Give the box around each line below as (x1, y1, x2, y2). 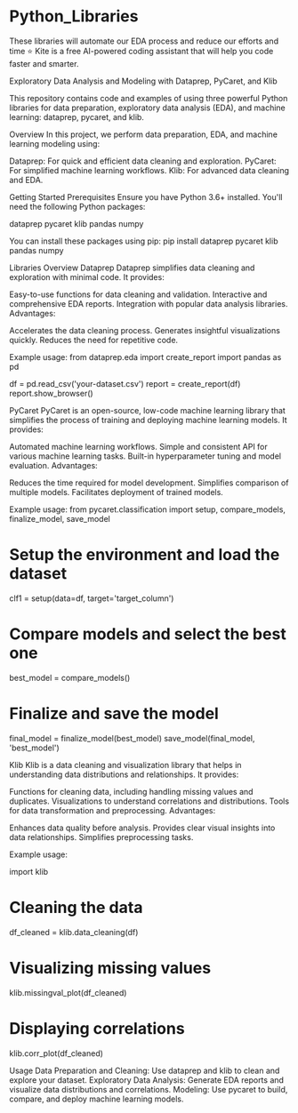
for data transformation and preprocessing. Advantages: (9, 805, 216, 815)
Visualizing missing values (9, 957, 212, 978)
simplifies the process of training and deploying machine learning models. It (9, 414, 287, 425)
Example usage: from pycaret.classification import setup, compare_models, (9, 504, 286, 515)
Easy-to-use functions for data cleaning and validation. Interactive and (9, 289, 268, 300)
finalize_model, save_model (9, 513, 111, 524)
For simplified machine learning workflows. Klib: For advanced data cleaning (9, 164, 290, 175)
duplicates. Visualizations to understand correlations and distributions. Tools (9, 796, 290, 806)
